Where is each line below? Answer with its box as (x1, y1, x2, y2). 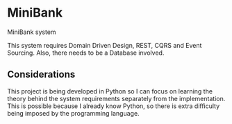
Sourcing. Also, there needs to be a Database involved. (7, 48, 165, 57)
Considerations (7, 69, 76, 80)
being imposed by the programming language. (7, 109, 140, 117)
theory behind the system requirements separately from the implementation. (7, 94, 226, 103)
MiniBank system (7, 28, 57, 36)
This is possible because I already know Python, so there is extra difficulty (7, 102, 220, 110)
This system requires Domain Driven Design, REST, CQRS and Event (7, 41, 202, 49)
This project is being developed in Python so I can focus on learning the (7, 87, 213, 95)
